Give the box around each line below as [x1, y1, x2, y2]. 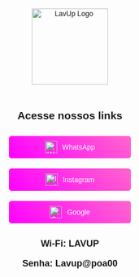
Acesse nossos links [17, 109, 123, 122]
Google [67, 207, 90, 217]
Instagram [62, 175, 95, 184]
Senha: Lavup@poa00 [22, 258, 118, 269]
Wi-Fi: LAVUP [40, 238, 100, 249]
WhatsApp [62, 142, 96, 152]
